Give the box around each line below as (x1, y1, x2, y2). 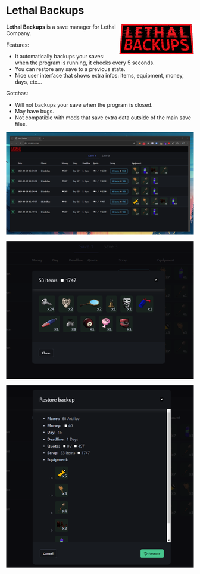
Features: (6, 41, 30, 48)
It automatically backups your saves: (14, 53, 105, 60)
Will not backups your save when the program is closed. (14, 101, 153, 108)
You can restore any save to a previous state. (14, 65, 126, 72)
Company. (6, 29, 32, 36)
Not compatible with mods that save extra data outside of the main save (14, 114, 192, 121)
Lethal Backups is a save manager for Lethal (6, 23, 116, 30)
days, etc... (14, 78, 42, 85)
